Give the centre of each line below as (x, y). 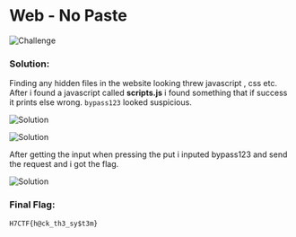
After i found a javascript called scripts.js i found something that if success (148, 93)
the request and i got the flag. (64, 164)
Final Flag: (32, 205)
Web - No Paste (68, 16)
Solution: (30, 64)
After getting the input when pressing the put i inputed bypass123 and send (148, 154)
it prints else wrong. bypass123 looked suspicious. (101, 102)
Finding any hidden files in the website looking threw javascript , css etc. (144, 83)
